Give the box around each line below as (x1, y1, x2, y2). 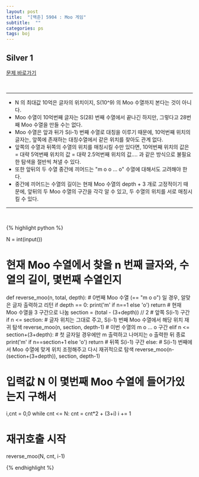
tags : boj (6, 31, 31, 37)
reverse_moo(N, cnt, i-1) (6, 452, 65, 460)
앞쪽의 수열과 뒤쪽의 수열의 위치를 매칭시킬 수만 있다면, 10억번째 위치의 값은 (14, 143, 190, 150)
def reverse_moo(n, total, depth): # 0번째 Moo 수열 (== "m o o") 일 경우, (6, 294, 179, 301)
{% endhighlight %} (6, 464, 54, 471)
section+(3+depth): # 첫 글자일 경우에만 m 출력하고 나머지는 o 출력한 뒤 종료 (6, 330, 185, 338)
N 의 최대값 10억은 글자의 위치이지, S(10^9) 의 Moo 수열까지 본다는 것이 (14, 98, 181, 106)
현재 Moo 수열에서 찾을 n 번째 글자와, (6, 259, 178, 272)
